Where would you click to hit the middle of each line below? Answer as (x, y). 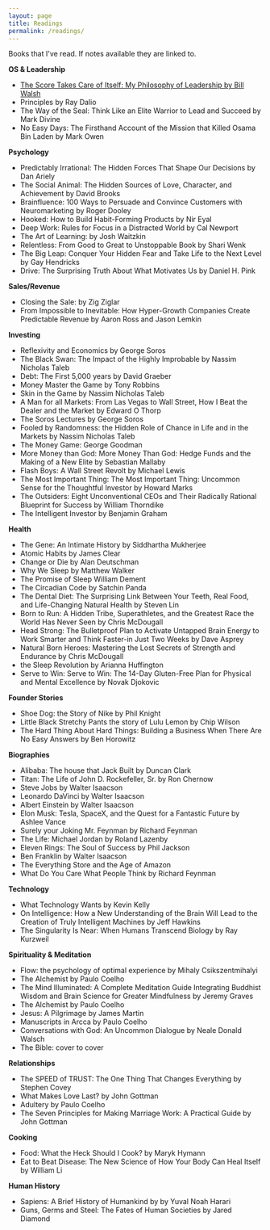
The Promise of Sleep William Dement (83, 579)
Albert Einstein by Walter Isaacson (77, 805)
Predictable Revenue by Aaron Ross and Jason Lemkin (110, 319)
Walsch (32, 1039)
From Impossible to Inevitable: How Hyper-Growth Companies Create (135, 311)
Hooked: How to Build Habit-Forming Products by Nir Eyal (116, 220)
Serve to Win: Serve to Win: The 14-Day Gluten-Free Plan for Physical (135, 674)
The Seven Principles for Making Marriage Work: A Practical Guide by (135, 1113)
